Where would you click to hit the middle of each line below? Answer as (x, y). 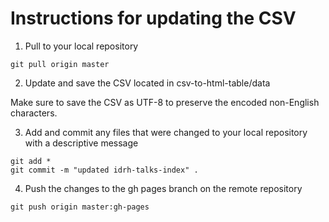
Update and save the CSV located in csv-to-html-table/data (147, 83)
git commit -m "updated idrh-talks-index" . (104, 170)
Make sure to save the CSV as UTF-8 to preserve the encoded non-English (165, 102)
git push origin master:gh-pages (80, 207)
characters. (34, 113)
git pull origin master (60, 64)
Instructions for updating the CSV (153, 18)
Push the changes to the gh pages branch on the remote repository (163, 188)
